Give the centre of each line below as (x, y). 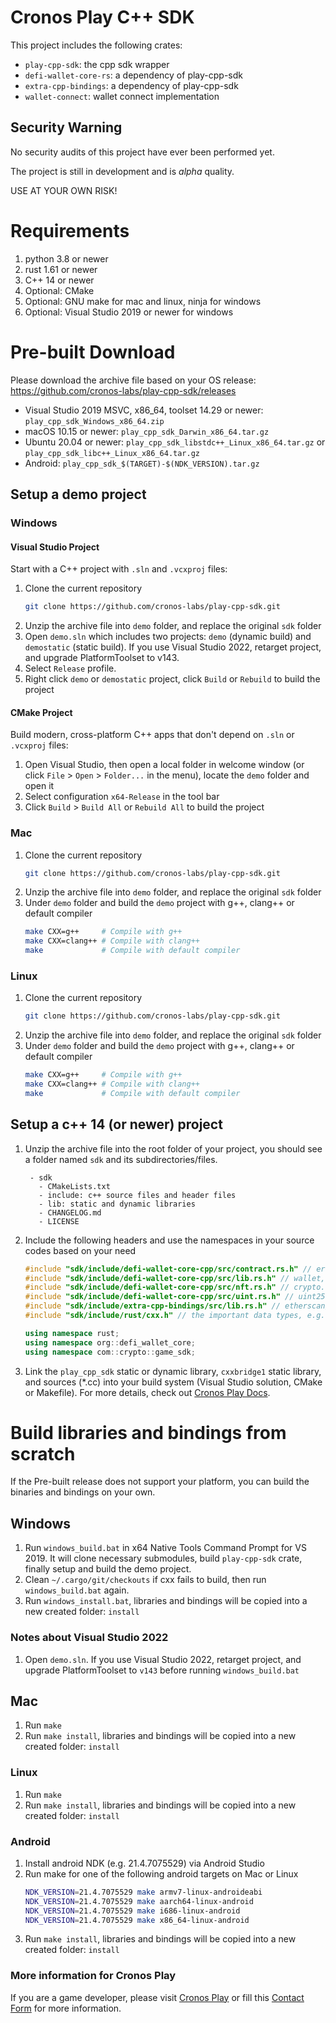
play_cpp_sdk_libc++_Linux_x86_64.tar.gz (112, 453)
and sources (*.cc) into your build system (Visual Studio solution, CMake (173, 1382)
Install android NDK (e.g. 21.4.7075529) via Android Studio (144, 1863)
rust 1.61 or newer (61, 269)
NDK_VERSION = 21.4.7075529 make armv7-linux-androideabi (143, 1892)
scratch (43, 1453)
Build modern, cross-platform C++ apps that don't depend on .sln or (152, 735)
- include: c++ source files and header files (137, 1195)
